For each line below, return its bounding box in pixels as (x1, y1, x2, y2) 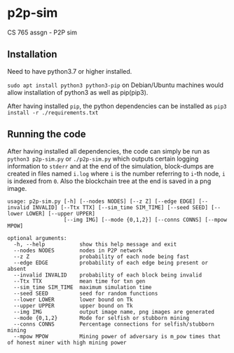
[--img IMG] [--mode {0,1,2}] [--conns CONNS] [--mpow (63, 216, 228, 223)
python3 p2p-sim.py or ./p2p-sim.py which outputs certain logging (7, 154, 199, 163)
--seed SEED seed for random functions (13, 290, 158, 297)
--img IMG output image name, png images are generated (13, 308, 215, 315)
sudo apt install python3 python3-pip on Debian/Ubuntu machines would (7, 81, 224, 89)
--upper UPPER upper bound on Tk (13, 302, 133, 309)
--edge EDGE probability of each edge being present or (13, 259, 209, 266)
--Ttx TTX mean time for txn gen (13, 277, 146, 285)
